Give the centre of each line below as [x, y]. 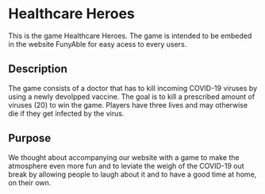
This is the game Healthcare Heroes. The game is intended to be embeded [130, 36]
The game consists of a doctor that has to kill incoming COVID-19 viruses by [133, 88]
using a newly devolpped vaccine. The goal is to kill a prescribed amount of [132, 97]
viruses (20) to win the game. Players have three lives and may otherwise [128, 105]
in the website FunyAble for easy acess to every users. [98, 44]
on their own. [30, 182]
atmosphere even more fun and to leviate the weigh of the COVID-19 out [126, 165]
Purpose [30, 138]
